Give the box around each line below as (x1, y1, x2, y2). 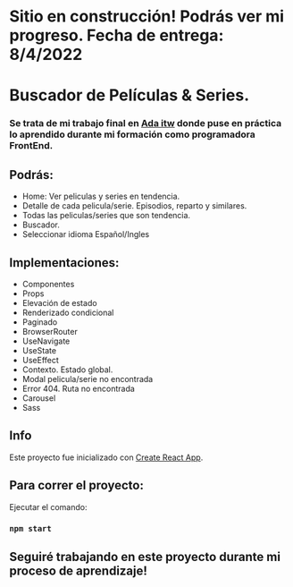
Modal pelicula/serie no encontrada (21, 373, 154, 384)
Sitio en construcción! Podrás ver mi (9, 6, 284, 27)
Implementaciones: (9, 255, 120, 270)
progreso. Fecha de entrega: (9, 25, 224, 46)
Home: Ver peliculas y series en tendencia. (21, 191, 180, 202)
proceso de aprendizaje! (9, 563, 147, 578)
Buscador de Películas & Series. (9, 85, 250, 106)
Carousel (21, 392, 56, 404)
